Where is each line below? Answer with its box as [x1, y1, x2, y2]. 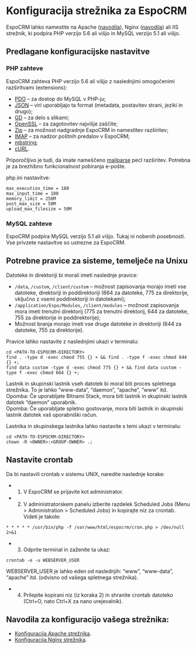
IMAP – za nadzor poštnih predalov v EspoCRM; [14, 132, 130, 140]
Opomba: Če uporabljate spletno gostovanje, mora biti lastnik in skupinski [6, 405, 183, 412]
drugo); [14, 107, 33, 115]
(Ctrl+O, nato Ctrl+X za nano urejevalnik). [23, 597, 123, 604]
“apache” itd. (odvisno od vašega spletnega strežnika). [6, 573, 139, 581]
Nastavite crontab [6, 455, 73, 465]
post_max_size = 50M [6, 201, 57, 206]
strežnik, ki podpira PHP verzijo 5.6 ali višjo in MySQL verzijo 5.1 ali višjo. [6, 29, 180, 36]
